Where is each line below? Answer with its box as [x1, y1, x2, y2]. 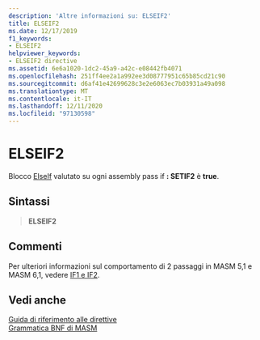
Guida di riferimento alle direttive [8, 315, 117, 325]
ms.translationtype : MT [8, 87, 89, 96]
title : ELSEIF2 [8, 19, 60, 28]
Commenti [8, 240, 62, 253]
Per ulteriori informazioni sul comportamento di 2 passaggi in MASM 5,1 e [8, 261, 253, 271]
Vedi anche [8, 293, 67, 307]
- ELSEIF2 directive [8, 57, 78, 66]
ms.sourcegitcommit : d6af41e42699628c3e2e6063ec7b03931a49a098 [8, 79, 226, 87]
